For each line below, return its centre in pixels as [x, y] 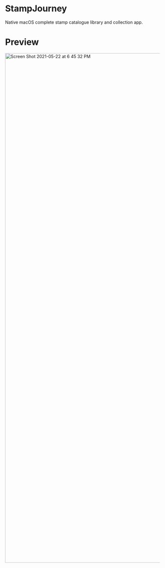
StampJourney [36, 9]
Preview [22, 42]
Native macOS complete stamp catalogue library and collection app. [74, 22]
